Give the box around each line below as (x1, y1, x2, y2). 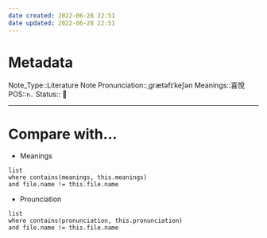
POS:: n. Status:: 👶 (8, 89, 68, 99)
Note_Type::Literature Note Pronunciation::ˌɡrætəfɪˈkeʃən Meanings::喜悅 (8, 80, 245, 90)
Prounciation (19, 194, 62, 204)
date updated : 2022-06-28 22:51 (8, 19, 115, 27)
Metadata (8, 53, 73, 72)
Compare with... (8, 125, 118, 143)
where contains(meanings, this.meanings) (8, 174, 148, 181)
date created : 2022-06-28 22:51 (8, 11, 115, 20)
